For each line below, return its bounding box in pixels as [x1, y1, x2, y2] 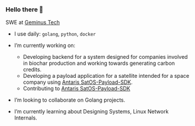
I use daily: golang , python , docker [14, 30, 96, 37]
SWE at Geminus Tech [5, 19, 60, 26]
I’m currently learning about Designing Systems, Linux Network [14, 108, 169, 115]
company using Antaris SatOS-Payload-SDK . [23, 78, 133, 86]
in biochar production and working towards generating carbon [23, 59, 175, 67]
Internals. [14, 114, 37, 121]
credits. [23, 66, 42, 73]
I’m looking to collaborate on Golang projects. [14, 96, 126, 103]
